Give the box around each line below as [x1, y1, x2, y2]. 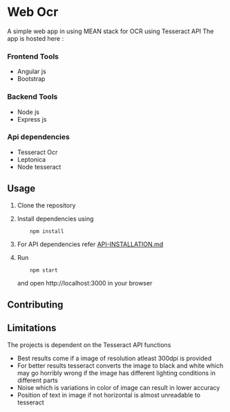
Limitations [7, 322, 57, 334]
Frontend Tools [7, 51, 59, 61]
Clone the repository [17, 201, 76, 209]
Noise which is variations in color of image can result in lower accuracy [17, 383, 220, 391]
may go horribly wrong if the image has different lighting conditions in [17, 368, 216, 377]
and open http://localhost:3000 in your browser [17, 279, 153, 287]
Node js [17, 108, 40, 116]
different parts [17, 376, 59, 384]
